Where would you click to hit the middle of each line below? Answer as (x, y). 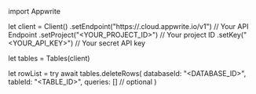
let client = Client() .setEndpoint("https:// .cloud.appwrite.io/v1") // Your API (128, 26)
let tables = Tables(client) (49, 58)
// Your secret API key (110, 43)
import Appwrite (35, 11)
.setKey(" (232, 35)
